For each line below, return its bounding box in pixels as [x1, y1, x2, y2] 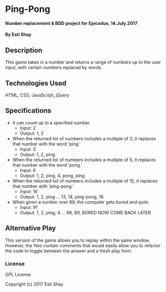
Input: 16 [19, 188, 38, 195]
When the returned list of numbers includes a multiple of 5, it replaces [12, 157, 156, 163]
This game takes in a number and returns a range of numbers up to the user [5, 59, 161, 65]
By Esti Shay [5, 31, 31, 38]
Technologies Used [5, 79, 66, 88]
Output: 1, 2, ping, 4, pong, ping [19, 173, 85, 179]
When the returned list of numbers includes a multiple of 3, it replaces [12, 135, 156, 141]
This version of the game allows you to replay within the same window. [5, 237, 151, 243]
